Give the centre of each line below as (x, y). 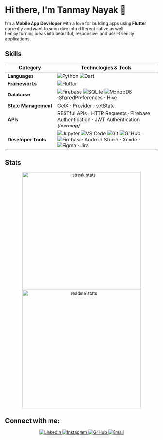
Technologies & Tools (106, 67)
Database (19, 94)
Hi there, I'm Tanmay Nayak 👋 (65, 10)
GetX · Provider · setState (86, 105)
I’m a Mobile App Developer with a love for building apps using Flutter (76, 23)
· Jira (83, 145)
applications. (18, 39)
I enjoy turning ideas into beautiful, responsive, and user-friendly (70, 33)
